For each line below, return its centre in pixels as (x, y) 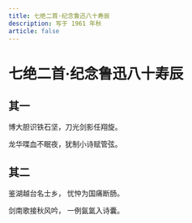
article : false (34, 31)
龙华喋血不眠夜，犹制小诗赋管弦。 (65, 144)
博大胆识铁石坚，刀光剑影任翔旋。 (65, 127)
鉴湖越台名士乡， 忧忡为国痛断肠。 (66, 193)
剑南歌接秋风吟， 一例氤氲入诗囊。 (66, 211)
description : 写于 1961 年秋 (55, 24)
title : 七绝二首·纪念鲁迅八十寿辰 (59, 16)
